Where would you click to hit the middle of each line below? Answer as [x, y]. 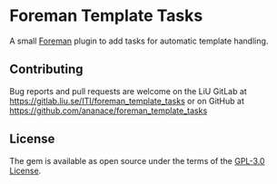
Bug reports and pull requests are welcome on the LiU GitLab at [128, 91]
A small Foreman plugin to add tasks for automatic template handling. [139, 41]
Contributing [46, 69]
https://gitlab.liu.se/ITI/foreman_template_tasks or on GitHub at [127, 101]
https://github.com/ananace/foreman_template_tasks [109, 111]
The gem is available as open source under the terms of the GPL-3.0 [137, 160]
